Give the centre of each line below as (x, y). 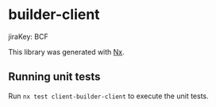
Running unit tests (54, 77)
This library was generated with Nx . (66, 52)
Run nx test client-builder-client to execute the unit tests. (108, 96)
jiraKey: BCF (29, 36)
